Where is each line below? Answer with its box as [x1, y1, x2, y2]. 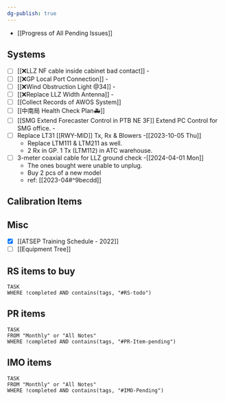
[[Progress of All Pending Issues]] [16, 29, 113, 37]
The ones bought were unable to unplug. [27, 161, 143, 169]
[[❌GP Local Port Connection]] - [16, 75, 108, 83]
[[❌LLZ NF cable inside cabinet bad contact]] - [16, 66, 150, 75]
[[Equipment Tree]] [16, 245, 71, 254]
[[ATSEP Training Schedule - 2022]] [16, 237, 119, 245]
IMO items [7, 357, 52, 369]
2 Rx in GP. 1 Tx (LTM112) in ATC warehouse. [27, 146, 153, 154]
